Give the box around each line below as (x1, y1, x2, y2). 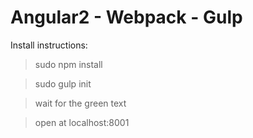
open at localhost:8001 (34, 116, 130, 128)
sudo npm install (34, 58, 103, 70)
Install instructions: (10, 39, 88, 51)
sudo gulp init (34, 77, 92, 90)
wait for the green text (34, 97, 127, 109)
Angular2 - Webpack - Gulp (10, 6, 243, 29)
